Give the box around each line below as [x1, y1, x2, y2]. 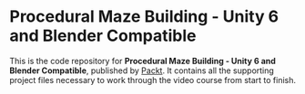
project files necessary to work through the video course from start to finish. [9, 74, 297, 85]
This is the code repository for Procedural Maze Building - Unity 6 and [9, 55, 276, 66]
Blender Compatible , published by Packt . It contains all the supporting [9, 65, 275, 76]
